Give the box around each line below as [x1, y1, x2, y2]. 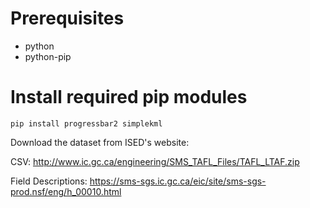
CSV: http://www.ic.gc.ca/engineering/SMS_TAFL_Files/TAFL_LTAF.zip [10, 155, 300, 167]
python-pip [24, 50, 72, 62]
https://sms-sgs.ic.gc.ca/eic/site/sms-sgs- [89, 175, 267, 187]
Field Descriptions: [10, 175, 88, 187]
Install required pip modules [10, 86, 248, 109]
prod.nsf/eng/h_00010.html [10, 185, 122, 197]
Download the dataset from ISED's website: [10, 136, 190, 148]
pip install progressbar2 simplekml [10, 118, 163, 129]
